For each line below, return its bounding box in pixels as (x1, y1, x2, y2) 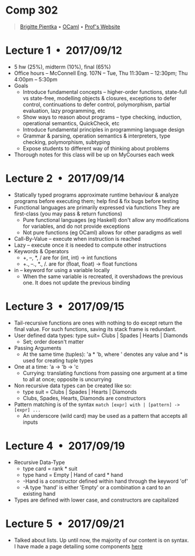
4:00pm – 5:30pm (14, 76, 58, 83)
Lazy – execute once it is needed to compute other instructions (14, 241, 167, 248)
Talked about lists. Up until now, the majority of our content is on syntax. (14, 537, 189, 544)
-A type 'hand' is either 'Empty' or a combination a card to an (22, 483, 171, 490)
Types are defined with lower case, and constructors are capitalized (14, 496, 179, 503)
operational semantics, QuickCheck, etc (22, 119, 120, 127)
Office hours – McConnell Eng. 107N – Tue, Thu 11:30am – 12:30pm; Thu (14, 69, 189, 77)
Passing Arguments (14, 344, 62, 351)
